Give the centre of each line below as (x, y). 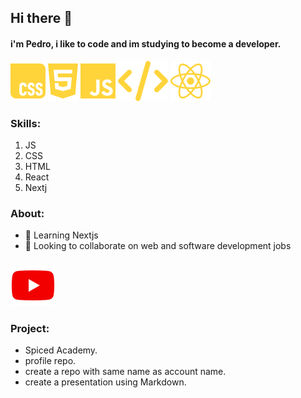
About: (27, 213)
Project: (30, 329)
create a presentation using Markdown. (105, 382)
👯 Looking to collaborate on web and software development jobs (158, 246)
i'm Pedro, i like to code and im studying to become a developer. (146, 43)
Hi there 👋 (41, 18)
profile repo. (50, 361)
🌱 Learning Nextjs (61, 235)
